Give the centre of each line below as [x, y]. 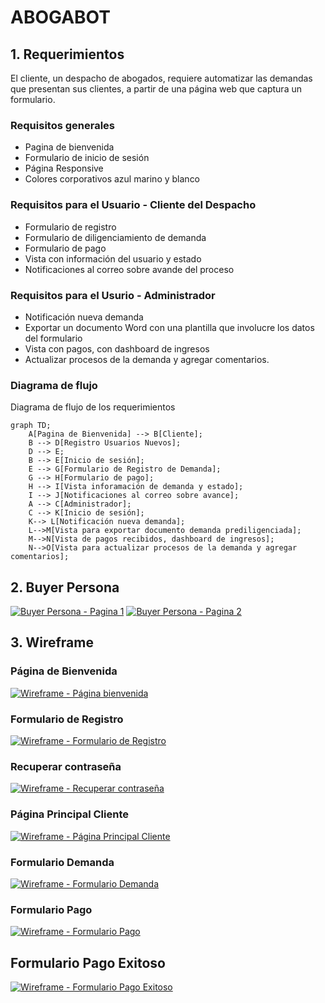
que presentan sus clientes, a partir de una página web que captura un [156, 89]
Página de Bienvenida [64, 671]
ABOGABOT [60, 17]
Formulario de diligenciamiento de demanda [115, 237]
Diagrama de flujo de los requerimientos [93, 407]
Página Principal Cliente [69, 814]
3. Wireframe [52, 642]
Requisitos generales [63, 125]
